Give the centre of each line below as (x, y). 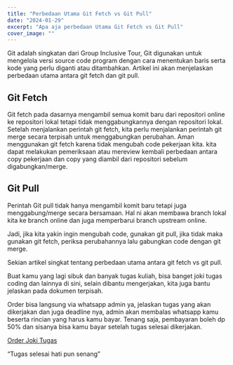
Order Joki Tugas (32, 340)
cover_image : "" (31, 33)
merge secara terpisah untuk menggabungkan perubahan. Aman (101, 137)
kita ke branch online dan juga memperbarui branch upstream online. (107, 220)
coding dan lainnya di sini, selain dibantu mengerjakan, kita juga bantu (109, 283)
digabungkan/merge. (38, 167)
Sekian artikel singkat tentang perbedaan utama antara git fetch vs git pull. (115, 262)
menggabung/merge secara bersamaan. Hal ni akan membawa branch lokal (117, 213)
